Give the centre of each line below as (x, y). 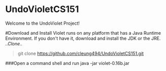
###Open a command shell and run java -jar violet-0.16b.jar (67, 63)
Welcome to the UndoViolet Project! (43, 23)
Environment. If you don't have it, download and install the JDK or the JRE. (83, 38)
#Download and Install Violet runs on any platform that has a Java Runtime (83, 33)
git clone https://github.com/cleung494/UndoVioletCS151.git (80, 53)
